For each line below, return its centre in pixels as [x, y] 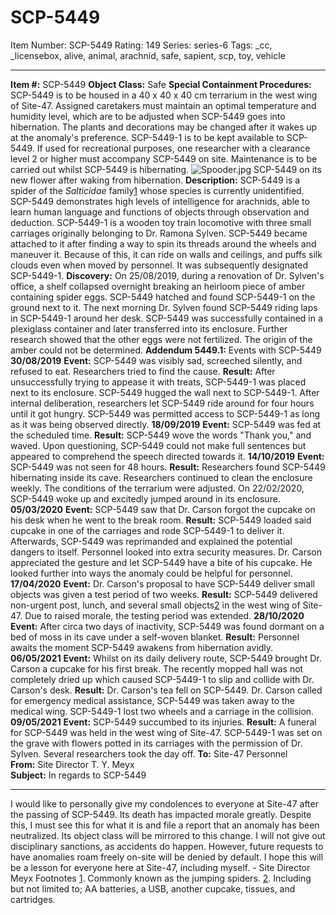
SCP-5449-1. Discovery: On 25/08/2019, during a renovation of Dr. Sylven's [167, 275]
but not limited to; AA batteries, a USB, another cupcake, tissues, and [153, 888]
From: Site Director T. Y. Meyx [72, 764]
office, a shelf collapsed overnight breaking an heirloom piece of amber [158, 286]
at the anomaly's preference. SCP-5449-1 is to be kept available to [147, 137]
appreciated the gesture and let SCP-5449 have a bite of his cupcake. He [161, 562]
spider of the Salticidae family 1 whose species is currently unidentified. [157, 190]
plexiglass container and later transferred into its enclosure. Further [149, 328]
